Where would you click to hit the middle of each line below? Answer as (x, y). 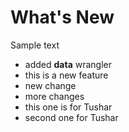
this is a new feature (66, 75)
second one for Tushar (71, 117)
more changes (54, 96)
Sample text (35, 45)
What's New (62, 17)
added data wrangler (68, 64)
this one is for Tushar (68, 107)
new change (50, 85)
